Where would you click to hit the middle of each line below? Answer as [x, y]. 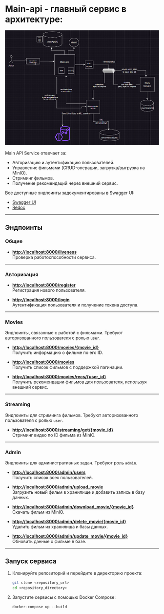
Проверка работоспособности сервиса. [54, 257]
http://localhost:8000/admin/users [49, 472]
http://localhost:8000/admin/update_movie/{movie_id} [70, 536]
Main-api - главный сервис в [66, 9]
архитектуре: [34, 19]
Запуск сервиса [31, 561]
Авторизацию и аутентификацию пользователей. [63, 163]
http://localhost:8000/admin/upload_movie [58, 487]
